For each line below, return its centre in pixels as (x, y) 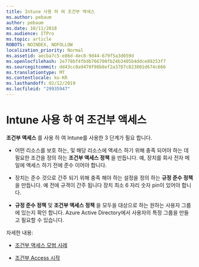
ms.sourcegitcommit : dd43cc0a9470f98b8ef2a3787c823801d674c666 (86, 67)
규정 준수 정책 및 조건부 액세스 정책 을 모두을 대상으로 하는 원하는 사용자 (97, 205)
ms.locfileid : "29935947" (38, 89)
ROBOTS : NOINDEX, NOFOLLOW (40, 45)
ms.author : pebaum (29, 17)
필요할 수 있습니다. (42, 220)
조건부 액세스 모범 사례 (41, 245)
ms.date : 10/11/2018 (32, 28)
